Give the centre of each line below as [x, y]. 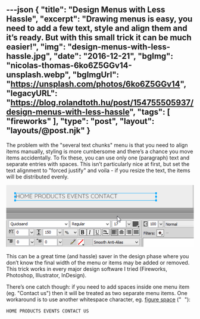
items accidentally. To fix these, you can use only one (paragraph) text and [98, 158]
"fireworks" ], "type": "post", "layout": [80, 121]
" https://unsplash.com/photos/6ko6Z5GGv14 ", [96, 84]
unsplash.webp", [39, 75]
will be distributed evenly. [37, 176]
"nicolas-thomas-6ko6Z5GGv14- [69, 66]
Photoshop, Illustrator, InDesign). [46, 275]
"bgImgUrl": [96, 75]
